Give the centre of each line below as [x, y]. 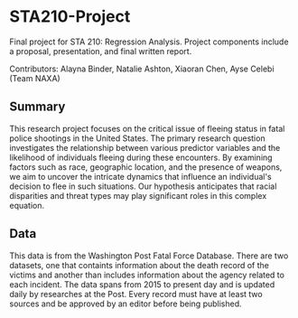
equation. [27, 205]
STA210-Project [70, 17]
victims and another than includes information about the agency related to [147, 275]
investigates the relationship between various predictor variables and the [145, 147]
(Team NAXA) [35, 78]
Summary [37, 107]
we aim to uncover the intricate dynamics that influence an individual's [141, 176]
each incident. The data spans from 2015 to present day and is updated [142, 284]
